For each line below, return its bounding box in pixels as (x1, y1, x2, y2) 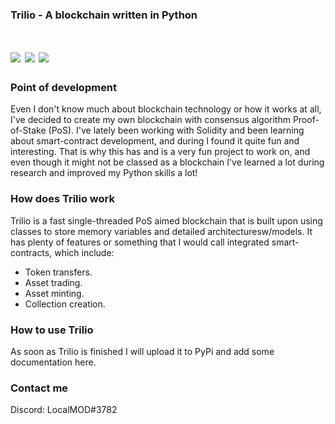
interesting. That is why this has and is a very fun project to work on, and (10, 146, 311, 158)
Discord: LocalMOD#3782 (10, 404, 118, 416)
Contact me (10, 381, 69, 395)
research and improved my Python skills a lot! (10, 167, 198, 179)
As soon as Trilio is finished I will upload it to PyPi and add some (10, 346, 275, 357)
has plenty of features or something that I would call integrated (10, 236, 270, 248)
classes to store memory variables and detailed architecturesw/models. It (10, 225, 313, 237)
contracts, (10, 246, 53, 258)
